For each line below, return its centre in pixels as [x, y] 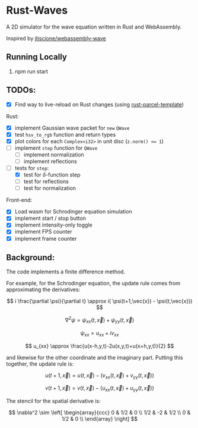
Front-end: [19, 200]
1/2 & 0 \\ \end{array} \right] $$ [100, 419]
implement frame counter [46, 238]
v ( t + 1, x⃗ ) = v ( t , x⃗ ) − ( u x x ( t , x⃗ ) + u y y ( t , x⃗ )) [100, 389]
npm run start [31, 71]
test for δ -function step [52, 175]
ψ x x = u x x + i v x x [100, 333]
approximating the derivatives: [43, 289]
